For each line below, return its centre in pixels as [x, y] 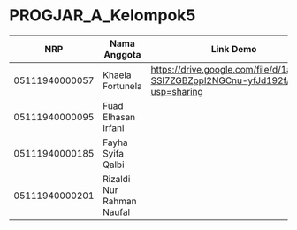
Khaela [117, 74]
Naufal [117, 211]
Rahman [120, 201]
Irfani [114, 127]
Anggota [122, 54]
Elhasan [119, 117]
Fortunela [123, 86]
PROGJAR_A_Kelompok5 [103, 15]
